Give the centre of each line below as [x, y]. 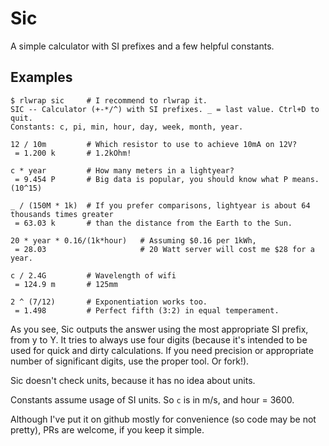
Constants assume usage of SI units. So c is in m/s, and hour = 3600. [152, 399]
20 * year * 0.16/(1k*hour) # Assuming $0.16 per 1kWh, [133, 240]
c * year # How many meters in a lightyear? [122, 170]
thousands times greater [62, 214]
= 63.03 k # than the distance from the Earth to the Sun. [153, 223]
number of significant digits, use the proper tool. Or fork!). [130, 361]
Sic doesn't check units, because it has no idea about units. [133, 380]
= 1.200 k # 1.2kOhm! [73, 153]
